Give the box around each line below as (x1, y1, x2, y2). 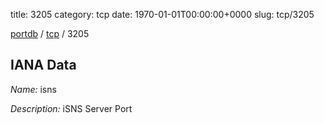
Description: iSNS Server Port (10, 102, 133, 114)
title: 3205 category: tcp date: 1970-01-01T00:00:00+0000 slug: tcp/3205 (10, 9, 315, 20)
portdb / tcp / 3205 (10, 28, 90, 39)
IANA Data (10, 57, 77, 74)
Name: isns (10, 83, 57, 95)
